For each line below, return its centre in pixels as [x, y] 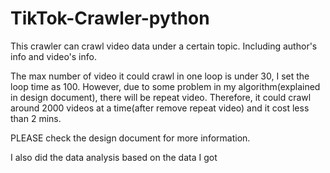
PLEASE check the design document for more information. [130, 138]
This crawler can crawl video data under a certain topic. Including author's [164, 46]
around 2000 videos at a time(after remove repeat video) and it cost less [160, 108]
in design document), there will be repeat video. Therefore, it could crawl [161, 97]
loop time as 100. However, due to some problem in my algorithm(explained [165, 86]
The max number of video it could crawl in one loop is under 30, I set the [160, 76]
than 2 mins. [36, 118]
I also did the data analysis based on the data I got [114, 157]
